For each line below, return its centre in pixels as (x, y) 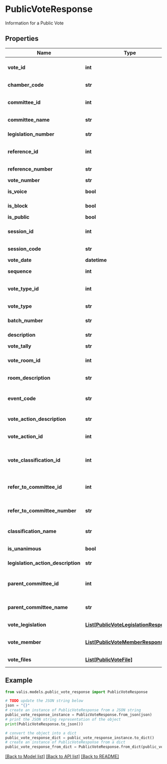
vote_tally (19, 346)
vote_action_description (37, 419)
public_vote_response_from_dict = (41, 747)
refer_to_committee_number (42, 511)
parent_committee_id (33, 583)
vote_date (20, 260)
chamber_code (26, 85)
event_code (22, 398)
